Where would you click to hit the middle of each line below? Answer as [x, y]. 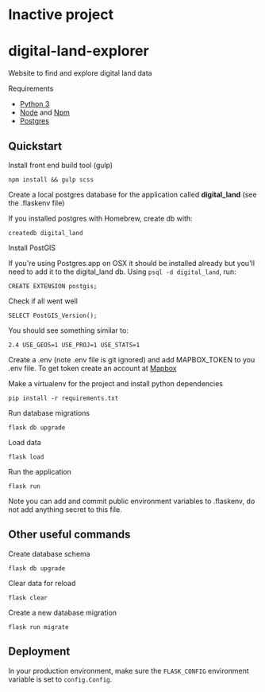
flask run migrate [38, 627]
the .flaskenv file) [36, 203]
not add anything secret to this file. [65, 509]
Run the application [40, 471]
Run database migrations [49, 412]
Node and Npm [44, 112]
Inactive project [61, 15]
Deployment [39, 652]
